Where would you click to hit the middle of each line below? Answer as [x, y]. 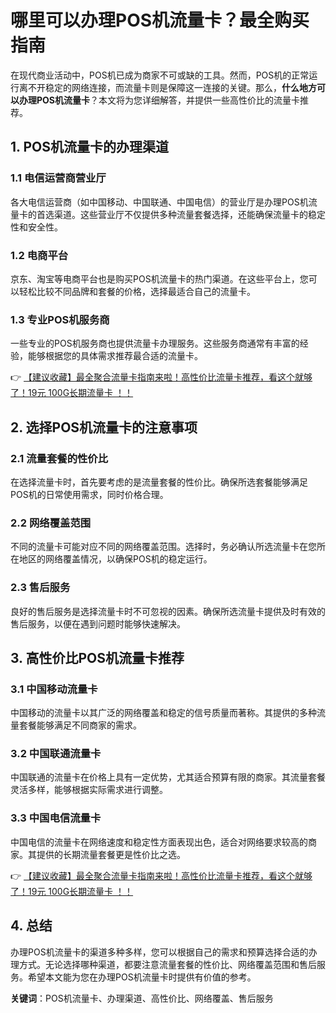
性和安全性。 [36, 227]
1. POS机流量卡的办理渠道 [89, 147]
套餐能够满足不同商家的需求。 [80, 725]
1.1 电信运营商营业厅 [58, 178]
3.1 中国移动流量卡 [54, 689]
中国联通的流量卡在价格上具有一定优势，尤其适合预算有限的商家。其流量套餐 [168, 777]
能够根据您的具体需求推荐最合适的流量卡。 [115, 356]
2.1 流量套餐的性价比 [59, 458]
